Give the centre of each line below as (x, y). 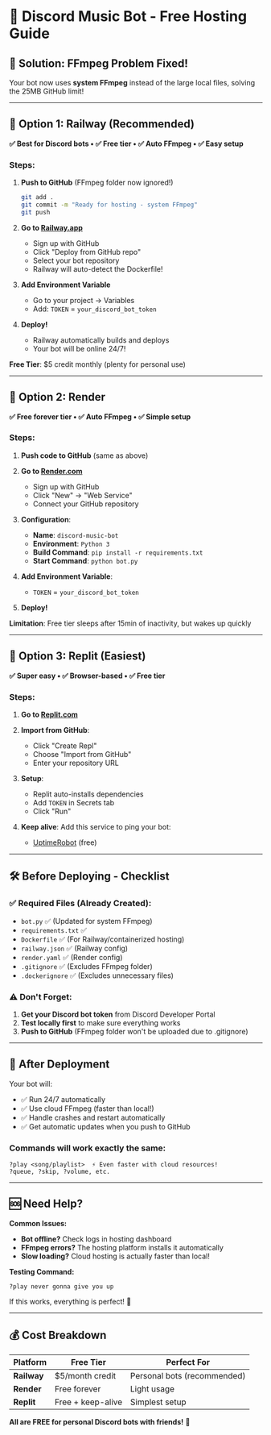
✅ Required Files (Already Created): (80, 904)
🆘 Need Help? (46, 1204)
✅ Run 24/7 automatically (63, 1099)
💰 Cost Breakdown (58, 1335)
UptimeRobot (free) (65, 842)
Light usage (152, 1388)
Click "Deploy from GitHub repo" (87, 252)
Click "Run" (52, 811)
